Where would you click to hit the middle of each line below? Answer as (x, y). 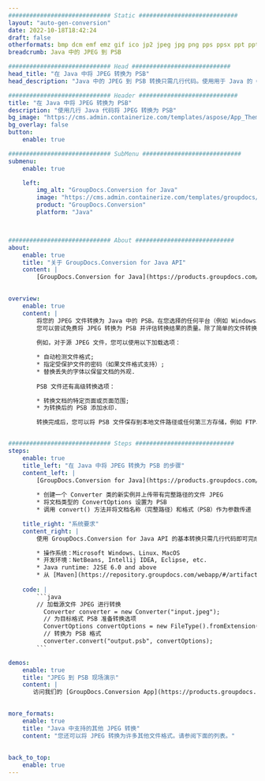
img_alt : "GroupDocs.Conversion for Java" (107, 191)
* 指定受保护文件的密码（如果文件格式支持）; (101, 364)
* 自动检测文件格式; (65, 357)
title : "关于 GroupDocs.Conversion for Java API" (105, 262)
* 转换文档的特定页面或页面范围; (83, 401)
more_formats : (32, 714)
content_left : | (49, 473)
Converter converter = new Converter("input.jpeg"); (132, 612)
